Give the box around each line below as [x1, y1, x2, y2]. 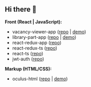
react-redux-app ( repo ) [12, 39, 62, 46]
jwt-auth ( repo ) [12, 56, 44, 62]
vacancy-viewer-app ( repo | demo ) [12, 29, 86, 35]
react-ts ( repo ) [12, 50, 43, 56]
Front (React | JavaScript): [5, 18, 62, 25]
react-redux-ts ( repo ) [12, 45, 57, 51]
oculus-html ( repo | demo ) [12, 75, 68, 82]
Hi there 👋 [5, 5, 37, 14]
